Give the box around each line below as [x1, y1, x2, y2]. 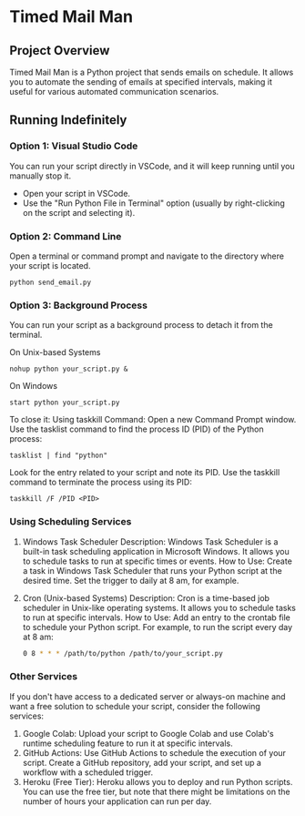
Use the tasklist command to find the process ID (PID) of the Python [9, 423, 264, 434]
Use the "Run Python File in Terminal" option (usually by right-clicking [22, 198, 285, 209]
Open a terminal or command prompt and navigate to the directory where [9, 250, 285, 261]
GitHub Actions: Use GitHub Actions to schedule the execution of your [22, 747, 287, 758]
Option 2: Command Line [9, 229, 122, 242]
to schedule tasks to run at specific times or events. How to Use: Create [22, 556, 293, 566]
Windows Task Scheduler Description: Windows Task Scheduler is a [22, 535, 279, 547]
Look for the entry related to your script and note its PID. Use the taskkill [9, 467, 280, 478]
